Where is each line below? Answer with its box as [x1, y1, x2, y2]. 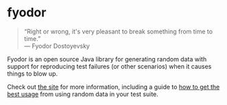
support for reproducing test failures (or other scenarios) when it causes [7, 62, 212, 70]
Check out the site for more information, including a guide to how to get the [7, 82, 220, 91]
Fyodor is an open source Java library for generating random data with [7, 55, 207, 63]
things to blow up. [7, 70, 58, 78]
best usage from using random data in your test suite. [7, 90, 159, 98]
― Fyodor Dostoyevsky [23, 42, 91, 50]
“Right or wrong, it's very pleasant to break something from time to [23, 27, 213, 35]
